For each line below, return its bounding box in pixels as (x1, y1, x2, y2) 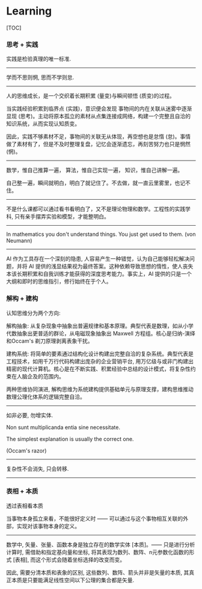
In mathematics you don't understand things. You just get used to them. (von (6, 231, 197, 238)
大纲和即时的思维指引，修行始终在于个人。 (6, 278, 112, 285)
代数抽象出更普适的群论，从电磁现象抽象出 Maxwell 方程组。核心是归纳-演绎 (6, 330, 195, 337)
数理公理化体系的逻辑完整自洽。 (6, 393, 85, 400)
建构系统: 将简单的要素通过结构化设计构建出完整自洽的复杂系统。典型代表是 (6, 350, 194, 357)
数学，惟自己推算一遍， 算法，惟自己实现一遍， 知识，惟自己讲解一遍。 (6, 167, 183, 174)
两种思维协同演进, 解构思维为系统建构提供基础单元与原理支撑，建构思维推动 (6, 385, 194, 393)
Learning (6, 4, 52, 18)
